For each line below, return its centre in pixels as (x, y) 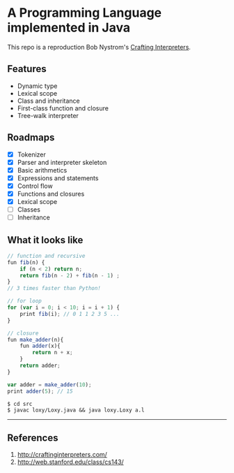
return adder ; (40, 366)
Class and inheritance (48, 101)
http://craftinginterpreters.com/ (62, 455)
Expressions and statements (58, 178)
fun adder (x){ (40, 346)
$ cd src (20, 404)
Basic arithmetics (42, 170)
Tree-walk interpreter (48, 115)
